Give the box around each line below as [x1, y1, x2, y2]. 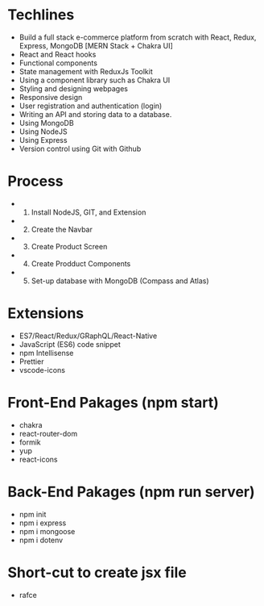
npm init [19, 509, 47, 519]
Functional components [19, 58, 98, 68]
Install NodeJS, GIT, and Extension [31, 207, 146, 217]
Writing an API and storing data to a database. [19, 109, 172, 119]
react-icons [19, 454, 58, 464]
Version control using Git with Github [19, 144, 142, 153]
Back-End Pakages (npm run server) [7, 483, 255, 501]
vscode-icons [19, 365, 66, 374]
